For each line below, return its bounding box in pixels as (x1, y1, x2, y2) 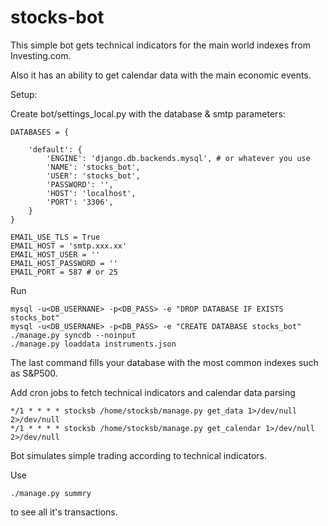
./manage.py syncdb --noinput (10, 330, 137, 340)
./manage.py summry (10, 488, 92, 498)
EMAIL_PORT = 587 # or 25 (10, 267, 118, 277)
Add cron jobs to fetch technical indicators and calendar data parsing (10, 386, 296, 398)
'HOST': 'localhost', (46, 188, 137, 198)
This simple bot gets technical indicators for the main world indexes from (10, 39, 311, 51)
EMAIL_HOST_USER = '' (10, 249, 101, 260)
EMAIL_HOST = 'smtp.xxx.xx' (10, 241, 128, 251)
